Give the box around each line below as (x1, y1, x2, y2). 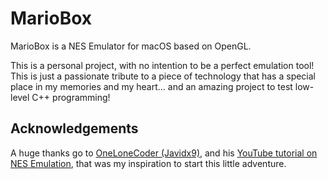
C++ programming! (31, 91, 111, 103)
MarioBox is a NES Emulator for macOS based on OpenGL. (10, 40, 252, 52)
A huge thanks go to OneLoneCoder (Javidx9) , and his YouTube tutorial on (10, 147, 318, 159)
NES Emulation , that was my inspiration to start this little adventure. (10, 157, 287, 169)
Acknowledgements (10, 120, 139, 137)
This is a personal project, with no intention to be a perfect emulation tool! (10, 59, 315, 71)
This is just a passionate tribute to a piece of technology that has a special (10, 70, 317, 82)
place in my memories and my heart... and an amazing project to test (10, 80, 293, 92)
